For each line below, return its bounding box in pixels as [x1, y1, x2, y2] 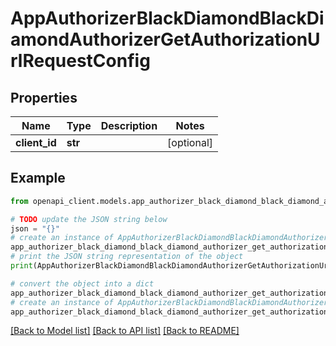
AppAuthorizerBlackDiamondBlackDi [10, 7, 325, 30]
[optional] [167, 136, 214, 149]
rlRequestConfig [10, 50, 151, 72]
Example [10, 170, 66, 187]
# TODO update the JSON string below [10, 214, 168, 224]
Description [100, 119, 158, 132]
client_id [15, 136, 57, 149]
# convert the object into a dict [10, 278, 155, 289]
